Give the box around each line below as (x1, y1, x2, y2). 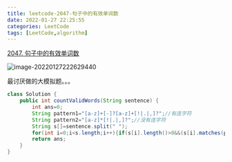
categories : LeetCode (7, 23, 70, 30)
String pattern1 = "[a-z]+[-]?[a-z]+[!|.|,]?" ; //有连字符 (32, 110, 192, 117)
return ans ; (32, 136, 67, 143)
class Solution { (7, 91, 57, 98)
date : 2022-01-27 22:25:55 (7, 17, 85, 23)
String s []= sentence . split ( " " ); (32, 123, 128, 130)
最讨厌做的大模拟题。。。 (7, 77, 74, 85)
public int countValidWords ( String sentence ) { (19, 97, 159, 104)
